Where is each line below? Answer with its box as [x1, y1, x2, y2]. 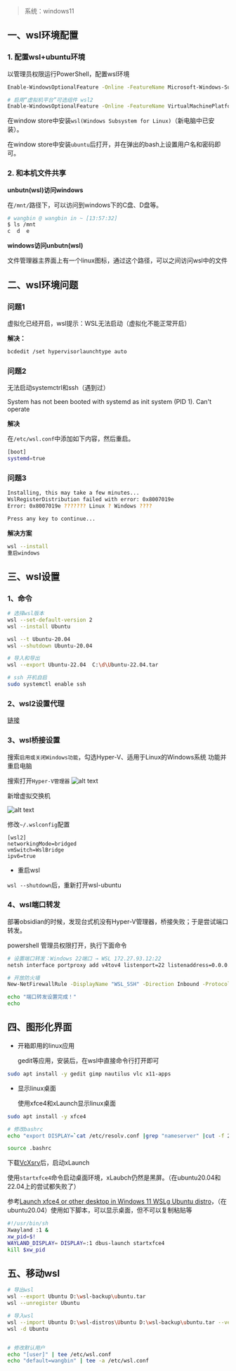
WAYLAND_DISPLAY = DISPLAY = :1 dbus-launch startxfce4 [7, 1239, 165, 1246]
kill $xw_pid [7, 1246, 46, 1253]
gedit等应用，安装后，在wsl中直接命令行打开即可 [17, 1056, 159, 1065]
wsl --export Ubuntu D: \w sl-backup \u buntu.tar [7, 1293, 146, 1301]
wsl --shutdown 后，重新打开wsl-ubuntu [7, 880, 122, 889]
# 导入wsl [7, 1313, 34, 1320]
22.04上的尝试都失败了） [7, 1182, 80, 1191]
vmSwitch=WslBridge [7, 846, 65, 854]
